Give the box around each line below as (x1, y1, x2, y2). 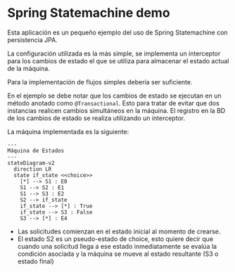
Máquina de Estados (7, 147, 65, 154)
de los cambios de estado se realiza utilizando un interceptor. (7, 114, 185, 122)
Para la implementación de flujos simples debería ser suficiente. (7, 77, 193, 86)
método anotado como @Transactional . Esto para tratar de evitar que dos (7, 98, 220, 107)
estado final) (17, 257, 54, 265)
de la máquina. (7, 64, 51, 72)
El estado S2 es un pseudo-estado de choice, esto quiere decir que (17, 234, 213, 243)
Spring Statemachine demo (7, 5, 170, 21)
